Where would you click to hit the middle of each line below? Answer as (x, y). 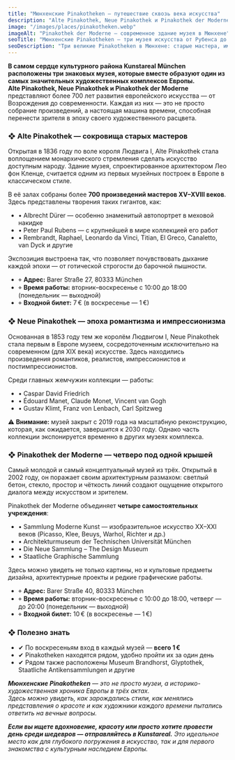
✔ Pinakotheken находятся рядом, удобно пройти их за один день (116, 655)
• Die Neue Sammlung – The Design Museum (83, 548)
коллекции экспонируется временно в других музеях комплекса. (106, 437)
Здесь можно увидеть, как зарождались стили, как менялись (101, 699)
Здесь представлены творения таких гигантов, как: (85, 202)
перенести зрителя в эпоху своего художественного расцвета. (103, 118)
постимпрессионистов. (43, 366)
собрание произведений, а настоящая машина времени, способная (109, 110)
